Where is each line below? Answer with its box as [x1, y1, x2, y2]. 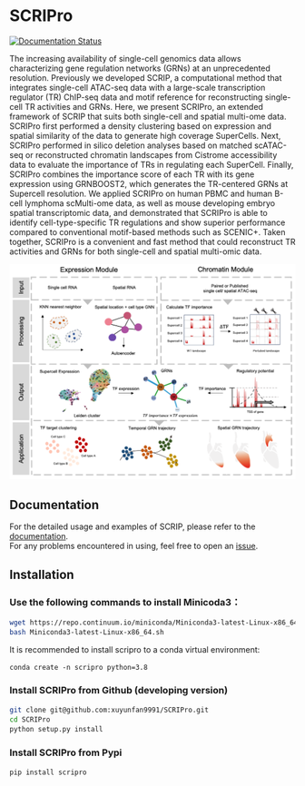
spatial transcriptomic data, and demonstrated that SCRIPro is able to [9, 207, 268, 218]
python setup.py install [9, 724, 103, 733]
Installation [9, 566, 74, 582]
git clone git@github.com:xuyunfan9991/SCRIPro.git [9, 705, 209, 714]
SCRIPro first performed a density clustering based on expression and [9, 120, 272, 132]
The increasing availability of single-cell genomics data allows [9, 53, 242, 64]
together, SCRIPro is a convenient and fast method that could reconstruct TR [9, 236, 296, 247]
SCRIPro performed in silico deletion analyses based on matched [9, 140, 252, 151]
